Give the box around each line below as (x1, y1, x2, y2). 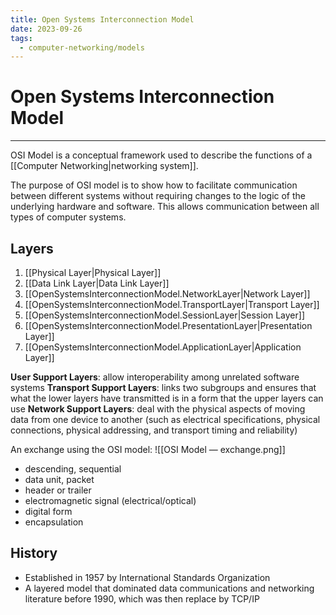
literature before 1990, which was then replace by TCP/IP (24, 592, 260, 605)
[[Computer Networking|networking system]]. (10, 160, 199, 172)
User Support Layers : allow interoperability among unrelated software (10, 371, 300, 383)
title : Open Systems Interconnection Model (10, 14, 195, 25)
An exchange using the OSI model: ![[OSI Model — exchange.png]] (10, 444, 286, 455)
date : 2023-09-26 (10, 24, 83, 34)
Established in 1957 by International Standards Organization (24, 571, 271, 583)
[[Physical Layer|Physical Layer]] (24, 267, 162, 278)
